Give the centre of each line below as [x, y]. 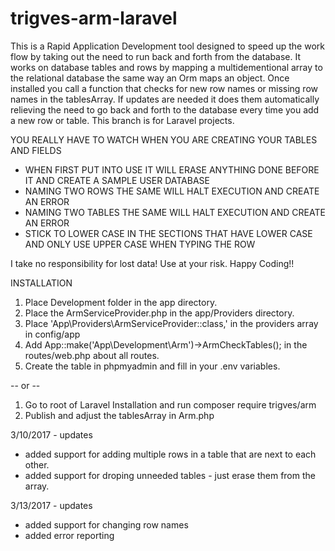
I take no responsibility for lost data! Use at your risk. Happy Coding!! [152, 263]
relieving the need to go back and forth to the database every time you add [165, 109]
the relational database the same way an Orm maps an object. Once [150, 78]
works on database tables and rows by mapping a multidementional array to [166, 67]
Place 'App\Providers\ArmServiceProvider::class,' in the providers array [171, 323]
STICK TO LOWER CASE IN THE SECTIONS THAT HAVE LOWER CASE [168, 233]
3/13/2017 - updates [51, 505]
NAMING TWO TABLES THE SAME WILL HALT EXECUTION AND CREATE [175, 212]
